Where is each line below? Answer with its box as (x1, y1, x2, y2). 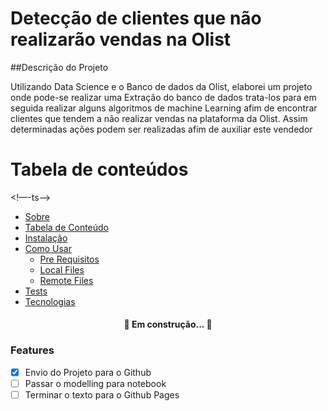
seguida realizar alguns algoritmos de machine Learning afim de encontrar (10, 102, 318, 114)
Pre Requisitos (39, 253, 100, 265)
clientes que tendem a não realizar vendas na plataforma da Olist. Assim (10, 112, 308, 124)
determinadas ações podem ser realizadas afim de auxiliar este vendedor (10, 123, 313, 135)
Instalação (24, 232, 68, 244)
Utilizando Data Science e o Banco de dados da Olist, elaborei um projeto (10, 80, 313, 92)
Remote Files (39, 274, 94, 286)
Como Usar (24, 242, 72, 254)
